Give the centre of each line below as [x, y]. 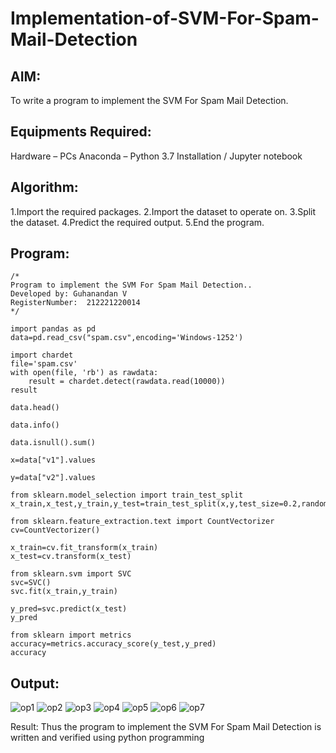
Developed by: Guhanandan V [69, 294]
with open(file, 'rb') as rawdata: [84, 373]
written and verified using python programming [107, 738]
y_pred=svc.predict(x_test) [69, 609]
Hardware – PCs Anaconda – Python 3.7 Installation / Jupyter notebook [156, 156]
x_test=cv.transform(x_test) [71, 557]
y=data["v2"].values [53, 478]
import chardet [42, 355]
